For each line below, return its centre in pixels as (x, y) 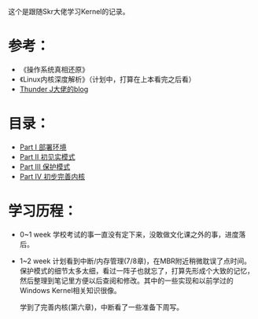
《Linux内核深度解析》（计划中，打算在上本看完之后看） (107, 79)
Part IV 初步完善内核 (52, 176)
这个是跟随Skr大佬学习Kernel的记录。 (69, 11)
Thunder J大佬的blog (54, 89)
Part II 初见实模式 (48, 156)
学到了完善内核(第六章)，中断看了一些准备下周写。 (101, 307)
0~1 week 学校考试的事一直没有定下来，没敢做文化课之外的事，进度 (129, 234)
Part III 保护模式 (45, 167)
